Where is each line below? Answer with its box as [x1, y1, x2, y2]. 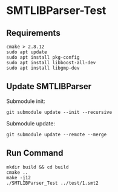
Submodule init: [6, 98, 45, 105]
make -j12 [6, 174, 31, 180]
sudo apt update [6, 49, 47, 55]
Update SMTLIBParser [6, 81, 92, 91]
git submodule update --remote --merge [6, 131, 107, 137]
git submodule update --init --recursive [6, 109, 113, 115]
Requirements [6, 28, 61, 38]
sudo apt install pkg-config [6, 55, 80, 61]
